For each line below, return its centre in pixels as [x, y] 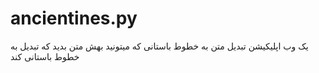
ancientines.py [74, 18]
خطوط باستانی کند [45, 56]
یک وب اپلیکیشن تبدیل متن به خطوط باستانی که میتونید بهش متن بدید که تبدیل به [159, 46]
